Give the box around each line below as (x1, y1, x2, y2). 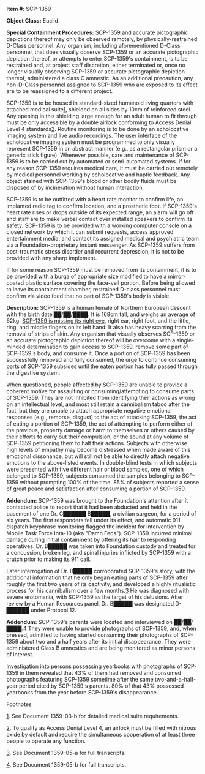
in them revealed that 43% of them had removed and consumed (20, 669, 182, 676)
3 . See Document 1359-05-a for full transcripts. (6, 750, 126, 756)
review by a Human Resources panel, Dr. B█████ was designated (6, 600, 174, 607)
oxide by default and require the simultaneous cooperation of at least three (6, 731, 195, 738)
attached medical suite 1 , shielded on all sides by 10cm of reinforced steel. (6, 106, 192, 113)
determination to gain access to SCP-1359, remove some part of (26, 343, 188, 350)
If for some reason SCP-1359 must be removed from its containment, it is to (6, 266, 197, 273)
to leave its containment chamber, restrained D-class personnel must (6, 286, 181, 293)
